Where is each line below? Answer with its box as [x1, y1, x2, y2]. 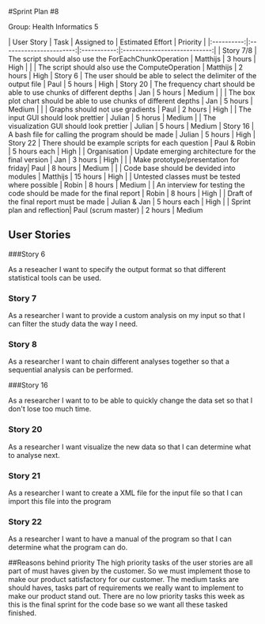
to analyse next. [8, 450, 61, 459]
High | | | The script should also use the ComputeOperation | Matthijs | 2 [8, 62, 244, 72]
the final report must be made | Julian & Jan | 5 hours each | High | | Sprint [8, 197, 252, 206]
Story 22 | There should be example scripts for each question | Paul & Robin [8, 138, 256, 147]
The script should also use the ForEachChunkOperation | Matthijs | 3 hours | [8, 55, 256, 63]
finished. [8, 608, 37, 618]
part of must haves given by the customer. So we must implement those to [8, 566, 251, 576]
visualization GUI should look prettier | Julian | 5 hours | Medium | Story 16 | [8, 122, 255, 130]
